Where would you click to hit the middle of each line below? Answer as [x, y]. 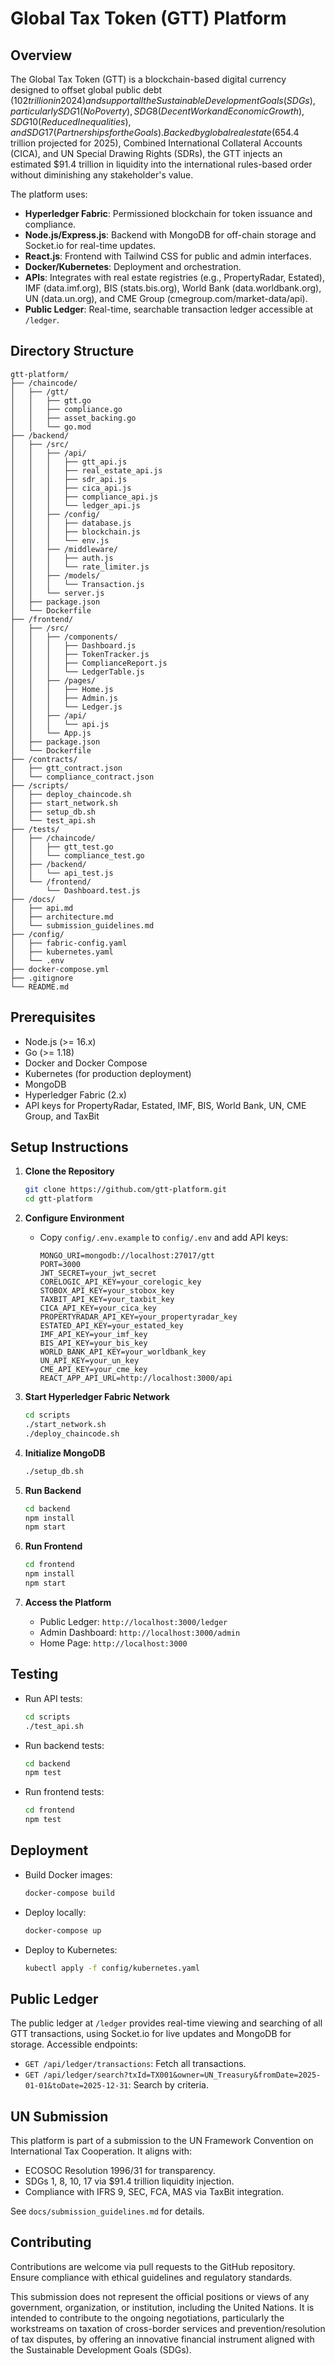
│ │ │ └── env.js [60, 540]
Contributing [51, 2242]
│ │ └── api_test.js [62, 873]
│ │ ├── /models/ [55, 575]
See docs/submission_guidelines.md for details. [107, 2211]
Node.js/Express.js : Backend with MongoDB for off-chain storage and [170, 235]
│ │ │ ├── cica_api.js [71, 488]
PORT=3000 [60, 1265]
